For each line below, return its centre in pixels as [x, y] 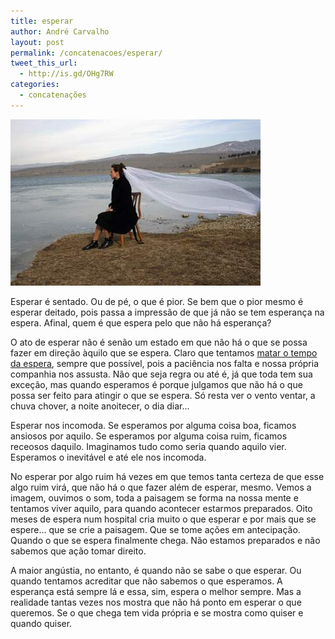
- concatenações [53, 95]
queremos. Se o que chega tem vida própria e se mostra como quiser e [157, 612]
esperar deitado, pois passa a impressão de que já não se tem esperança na [167, 312]
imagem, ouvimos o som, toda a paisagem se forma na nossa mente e [154, 497]
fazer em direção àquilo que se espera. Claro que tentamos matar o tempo [164, 352]
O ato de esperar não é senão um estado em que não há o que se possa [159, 342]
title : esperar [42, 21]
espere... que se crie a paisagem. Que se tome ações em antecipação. [155, 529]
